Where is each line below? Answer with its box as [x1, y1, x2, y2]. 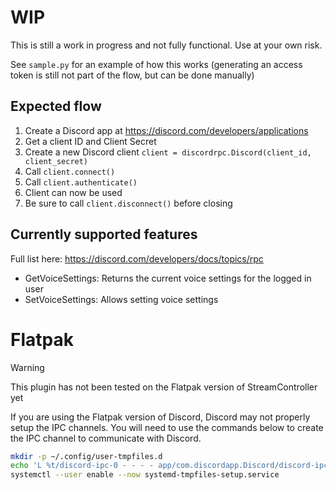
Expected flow [10, 98, 102, 115]
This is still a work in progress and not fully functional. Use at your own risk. [10, 39, 323, 51]
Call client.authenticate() [24, 176, 138, 188]
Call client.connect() [24, 165, 116, 177]
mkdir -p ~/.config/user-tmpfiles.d [10, 451, 163, 461]
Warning [10, 361, 45, 373]
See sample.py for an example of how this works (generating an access [10, 58, 303, 70]
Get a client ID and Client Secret [24, 135, 157, 147]
